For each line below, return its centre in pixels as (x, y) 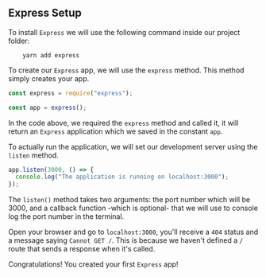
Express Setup (45, 13)
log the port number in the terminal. (66, 217)
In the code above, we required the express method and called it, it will (123, 123)
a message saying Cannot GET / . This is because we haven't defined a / (126, 240)
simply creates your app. (49, 78)
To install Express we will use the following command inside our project (124, 32)
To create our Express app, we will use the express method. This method (126, 70)
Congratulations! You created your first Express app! (93, 264)
